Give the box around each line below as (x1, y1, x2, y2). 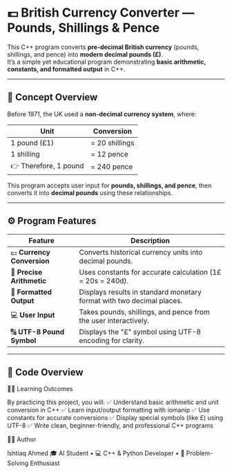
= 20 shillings (90, 138, 135, 147)
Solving (7, 459, 29, 468)
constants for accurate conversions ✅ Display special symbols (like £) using (7, 414, 223, 422)
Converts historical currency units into (79, 247, 203, 257)
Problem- (186, 449, 213, 457)
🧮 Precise (10, 267, 43, 277)
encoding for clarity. (79, 336, 145, 345)
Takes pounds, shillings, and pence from (79, 307, 211, 316)
